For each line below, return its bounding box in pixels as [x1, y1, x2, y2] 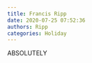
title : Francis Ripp [7, 10, 68, 17]
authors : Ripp [7, 23, 49, 30]
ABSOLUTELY [7, 49, 47, 57]
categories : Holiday [7, 29, 68, 37]
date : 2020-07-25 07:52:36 [7, 17, 86, 24]
